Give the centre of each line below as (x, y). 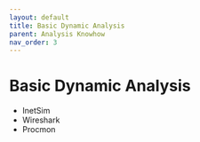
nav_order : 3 (33, 42)
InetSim (36, 111)
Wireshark (41, 120)
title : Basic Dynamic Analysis (67, 26)
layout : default (39, 17)
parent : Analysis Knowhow (57, 34)
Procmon (39, 130)
